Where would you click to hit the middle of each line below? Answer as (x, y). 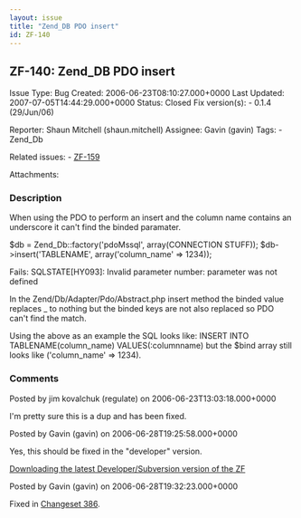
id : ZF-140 (30, 34)
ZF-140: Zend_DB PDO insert (92, 71)
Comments (34, 379)
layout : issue (36, 18)
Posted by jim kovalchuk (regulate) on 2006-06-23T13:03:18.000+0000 (143, 398)
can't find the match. (48, 319)
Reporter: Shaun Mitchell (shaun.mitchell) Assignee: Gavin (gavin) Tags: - (146, 130)
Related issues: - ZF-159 (55, 157)
